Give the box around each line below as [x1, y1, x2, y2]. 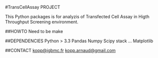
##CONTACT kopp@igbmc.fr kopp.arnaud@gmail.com [5, 48, 116, 53]
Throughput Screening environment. [5, 19, 79, 25]
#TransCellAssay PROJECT [5, 4, 60, 10]
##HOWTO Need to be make [5, 29, 63, 34]
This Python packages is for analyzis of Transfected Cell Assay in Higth [5, 14, 150, 19]
